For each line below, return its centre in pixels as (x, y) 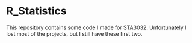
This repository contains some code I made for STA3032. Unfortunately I (96, 27)
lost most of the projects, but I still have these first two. (74, 33)
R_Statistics (37, 11)
